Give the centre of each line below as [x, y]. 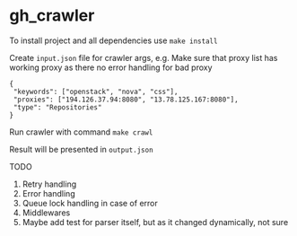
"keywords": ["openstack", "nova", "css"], [96, 92]
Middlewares [46, 213]
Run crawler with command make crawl [81, 132]
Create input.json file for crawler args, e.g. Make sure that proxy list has [144, 57]
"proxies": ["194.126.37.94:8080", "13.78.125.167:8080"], [126, 100]
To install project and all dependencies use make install [114, 40]
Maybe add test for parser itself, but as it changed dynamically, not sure [155, 222]
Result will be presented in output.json [82, 149]
